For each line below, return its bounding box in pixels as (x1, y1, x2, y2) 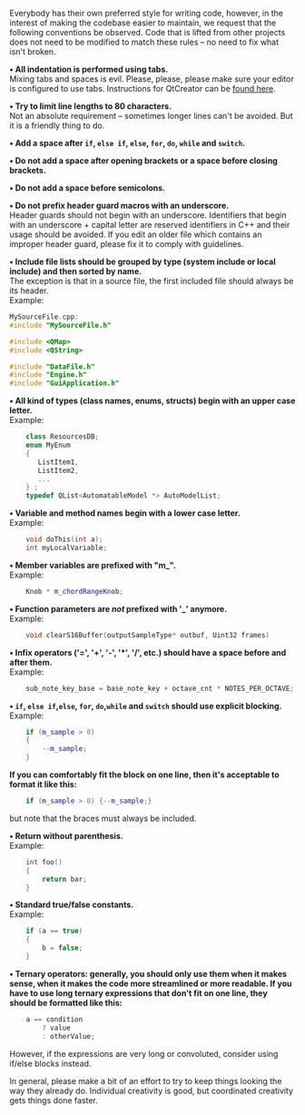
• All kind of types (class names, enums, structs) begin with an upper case (9, 395, 296, 407)
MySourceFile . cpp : (9, 312, 79, 321)
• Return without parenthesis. (9, 830, 124, 841)
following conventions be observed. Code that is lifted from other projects (9, 27, 286, 37)
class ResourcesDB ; (25, 432, 100, 441)
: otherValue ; (42, 1031, 95, 1041)
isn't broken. (9, 46, 56, 57)
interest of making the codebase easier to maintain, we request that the (9, 17, 277, 28)
